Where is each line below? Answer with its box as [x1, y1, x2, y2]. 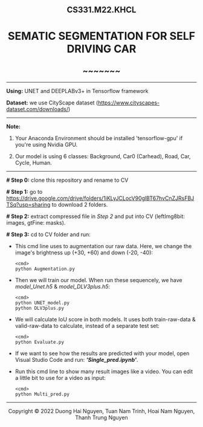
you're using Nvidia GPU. [14, 141, 78, 149]
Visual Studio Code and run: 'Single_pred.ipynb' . [14, 356, 138, 364]
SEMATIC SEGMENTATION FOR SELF [8, 29, 195, 43]
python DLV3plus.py [14, 305, 65, 312]
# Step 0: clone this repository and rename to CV [6, 176, 129, 184]
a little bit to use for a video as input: [14, 374, 106, 382]
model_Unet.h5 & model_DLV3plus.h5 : [14, 283, 111, 291]
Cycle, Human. [14, 159, 53, 167]
